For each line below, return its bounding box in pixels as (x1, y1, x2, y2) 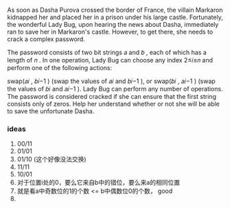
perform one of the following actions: (7, 64, 112, 71)
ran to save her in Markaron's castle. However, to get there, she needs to (7, 27, 214, 36)
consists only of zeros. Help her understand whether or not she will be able (7, 100, 220, 108)
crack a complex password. (7, 35, 86, 43)
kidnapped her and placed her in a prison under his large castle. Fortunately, (7, 13, 223, 21)
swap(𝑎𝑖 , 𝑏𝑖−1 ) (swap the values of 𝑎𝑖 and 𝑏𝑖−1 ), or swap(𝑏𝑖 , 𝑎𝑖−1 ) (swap (7, 77, 216, 85)
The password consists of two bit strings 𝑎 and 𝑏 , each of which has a (7, 48, 207, 56)
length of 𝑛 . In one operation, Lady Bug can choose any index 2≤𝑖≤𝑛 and (7, 56, 214, 64)
